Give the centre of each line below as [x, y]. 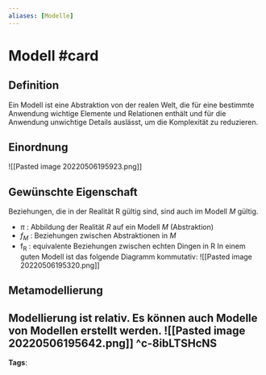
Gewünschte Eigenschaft [73, 192]
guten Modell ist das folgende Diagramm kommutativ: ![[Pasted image [136, 256]
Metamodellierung [56, 291]
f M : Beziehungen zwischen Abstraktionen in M [98, 237]
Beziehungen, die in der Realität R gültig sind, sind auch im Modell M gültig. [133, 211]
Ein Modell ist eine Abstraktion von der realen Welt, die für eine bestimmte [131, 105]
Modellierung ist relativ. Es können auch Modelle [133, 318]
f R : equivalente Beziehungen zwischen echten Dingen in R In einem [133, 247]
